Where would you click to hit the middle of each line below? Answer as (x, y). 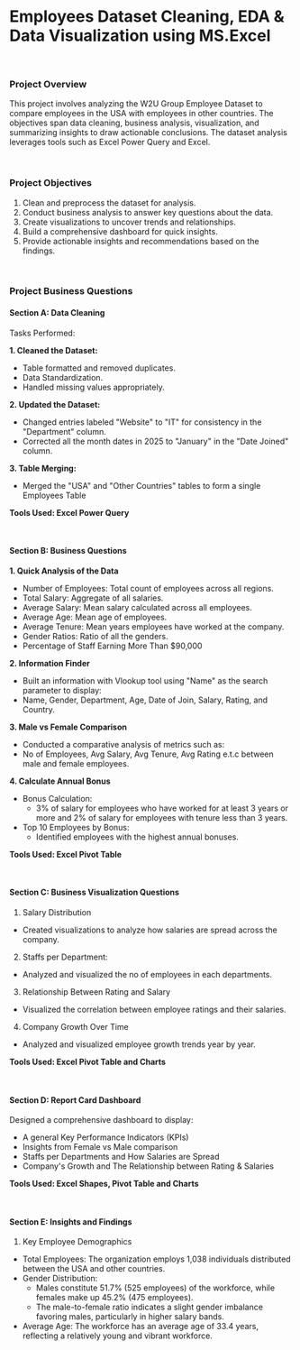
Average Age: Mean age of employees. (95, 617)
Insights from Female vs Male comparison (100, 1147)
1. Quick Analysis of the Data (64, 571)
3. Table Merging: (43, 468)
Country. (39, 709)
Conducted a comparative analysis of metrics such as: (123, 744)
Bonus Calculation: (57, 798)
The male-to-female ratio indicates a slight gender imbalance (150, 1307)
